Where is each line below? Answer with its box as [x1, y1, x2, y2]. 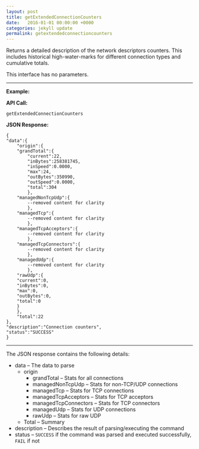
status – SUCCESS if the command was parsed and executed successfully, [14, 431, 192, 438]
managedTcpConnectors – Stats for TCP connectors [32, 400, 161, 407]
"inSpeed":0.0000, [27, 164, 73, 170]
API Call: [6, 99, 28, 106]
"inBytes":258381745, [27, 159, 81, 164]
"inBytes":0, [17, 283, 49, 289]
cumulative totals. [6, 60, 49, 67]
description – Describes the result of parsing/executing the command [14, 425, 185, 432]
